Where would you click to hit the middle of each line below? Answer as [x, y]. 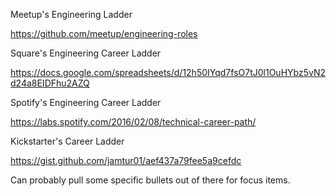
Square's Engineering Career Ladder [86, 53]
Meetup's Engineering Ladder [71, 14]
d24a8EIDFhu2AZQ [50, 83]
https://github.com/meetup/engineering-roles [104, 33]
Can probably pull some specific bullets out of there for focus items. [150, 180]
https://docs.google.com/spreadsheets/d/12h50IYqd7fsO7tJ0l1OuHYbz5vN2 [168, 72]
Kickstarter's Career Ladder [67, 141]
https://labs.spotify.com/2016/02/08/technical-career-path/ [133, 122]
